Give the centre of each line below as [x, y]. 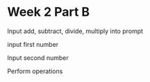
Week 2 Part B [49, 12]
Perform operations [35, 71]
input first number [33, 44]
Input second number [38, 58]
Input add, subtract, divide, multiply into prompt [75, 31]
